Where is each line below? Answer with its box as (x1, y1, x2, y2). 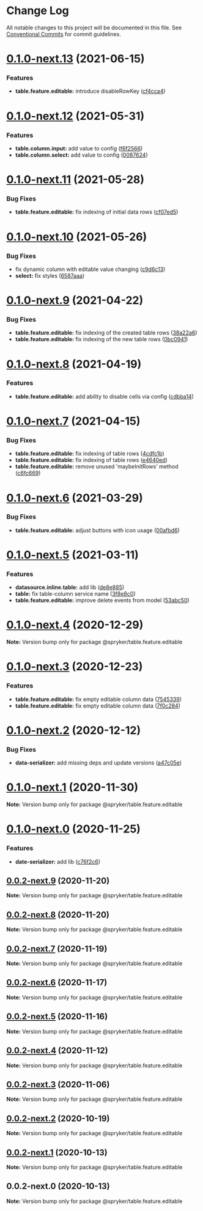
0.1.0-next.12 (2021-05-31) (6, 109, 145, 123)
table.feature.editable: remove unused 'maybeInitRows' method (15, 463, 179, 470)
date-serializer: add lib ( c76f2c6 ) (15, 857, 101, 865)
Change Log (6, 4, 69, 18)
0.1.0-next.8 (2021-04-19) (6, 357, 142, 371)
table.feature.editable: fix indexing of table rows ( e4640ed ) (15, 456, 168, 464)
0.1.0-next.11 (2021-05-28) (6, 172, 145, 187)
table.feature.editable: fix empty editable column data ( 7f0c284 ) (15, 702, 181, 709)
